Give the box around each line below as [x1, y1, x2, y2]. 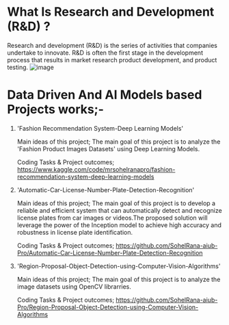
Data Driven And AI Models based [7, 87, 202, 103]
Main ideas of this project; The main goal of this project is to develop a [16, 199, 216, 207]
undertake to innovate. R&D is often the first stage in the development [7, 49, 204, 57]
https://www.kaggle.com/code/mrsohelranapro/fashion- [16, 165, 176, 173]
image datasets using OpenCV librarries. [16, 282, 132, 291]
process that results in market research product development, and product [7, 55, 217, 64]
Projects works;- [7, 102, 105, 117]
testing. [7, 63, 29, 71]
